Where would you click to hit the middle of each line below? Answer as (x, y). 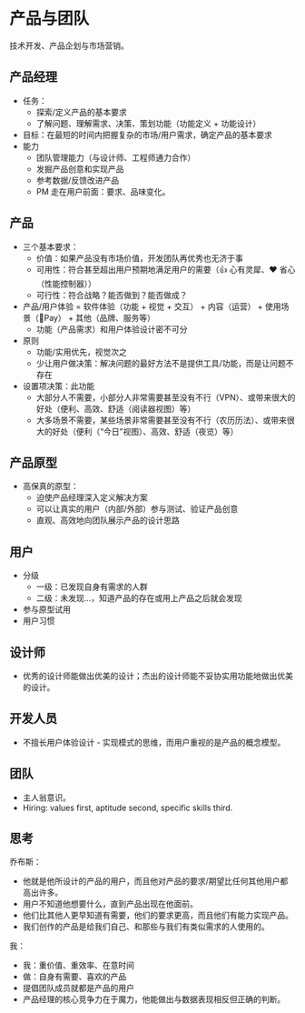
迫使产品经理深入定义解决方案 (92, 497)
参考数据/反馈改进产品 (78, 180)
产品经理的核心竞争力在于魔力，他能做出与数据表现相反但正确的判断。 (154, 999)
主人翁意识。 (46, 797)
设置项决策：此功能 (59, 386)
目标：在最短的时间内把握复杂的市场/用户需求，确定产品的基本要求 (147, 135)
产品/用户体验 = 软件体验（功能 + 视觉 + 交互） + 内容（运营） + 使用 (152, 306)
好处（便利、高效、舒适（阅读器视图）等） (116, 408)
